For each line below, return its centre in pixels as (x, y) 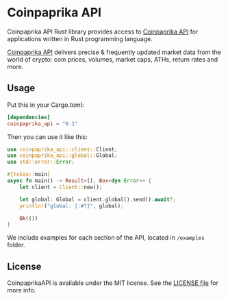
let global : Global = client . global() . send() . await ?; (98, 199)
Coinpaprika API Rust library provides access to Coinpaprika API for (103, 32)
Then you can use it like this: (47, 137)
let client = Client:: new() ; (61, 187)
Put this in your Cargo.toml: (46, 105)
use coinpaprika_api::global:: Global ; (62, 155)
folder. (16, 245)
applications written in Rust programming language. (80, 38)
